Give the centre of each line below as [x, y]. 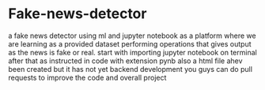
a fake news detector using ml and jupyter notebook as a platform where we [132, 36]
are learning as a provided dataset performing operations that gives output [130, 43]
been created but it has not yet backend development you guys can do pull [131, 69]
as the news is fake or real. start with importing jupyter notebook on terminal [132, 52]
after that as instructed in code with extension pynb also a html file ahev [125, 61]
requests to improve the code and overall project [87, 77]
